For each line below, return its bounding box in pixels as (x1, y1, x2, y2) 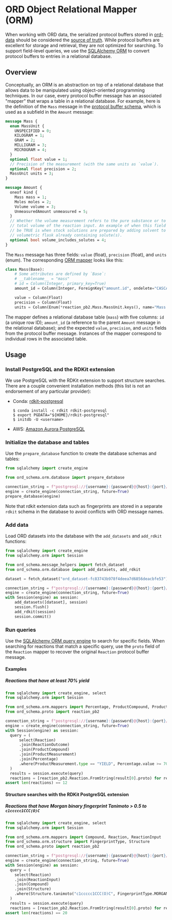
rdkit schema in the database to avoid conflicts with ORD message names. (5, 508, 164, 515)
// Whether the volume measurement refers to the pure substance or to (10, 219, 166, 224)
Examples (5, 666, 27, 672)
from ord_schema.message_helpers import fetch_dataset (5, 562, 125, 567)
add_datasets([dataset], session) (14, 600, 88, 605)
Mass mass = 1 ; (14, 195, 47, 200)
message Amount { (5, 185, 42, 190)
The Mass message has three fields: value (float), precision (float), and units (5, 251, 167, 258)
